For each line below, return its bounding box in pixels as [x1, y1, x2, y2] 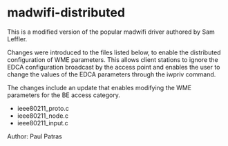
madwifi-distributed [7, 5, 126, 21]
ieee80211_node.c [17, 112, 69, 120]
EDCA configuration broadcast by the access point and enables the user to [7, 63, 220, 71]
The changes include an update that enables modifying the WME [7, 83, 192, 92]
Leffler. [7, 34, 28, 43]
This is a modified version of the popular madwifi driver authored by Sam [7, 28, 216, 36]
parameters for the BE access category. [7, 91, 121, 99]
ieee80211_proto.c [17, 104, 69, 112]
